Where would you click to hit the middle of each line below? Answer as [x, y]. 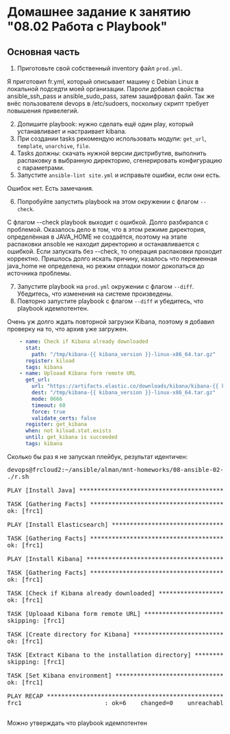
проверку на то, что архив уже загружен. [68, 329]
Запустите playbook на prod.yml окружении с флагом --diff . [105, 286]
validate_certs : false [64, 418]
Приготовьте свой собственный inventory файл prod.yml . [100, 68]
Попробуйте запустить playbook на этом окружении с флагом [108, 202]
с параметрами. [41, 168]
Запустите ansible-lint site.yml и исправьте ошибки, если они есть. [119, 175]
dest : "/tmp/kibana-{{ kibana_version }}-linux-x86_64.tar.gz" [124, 392]
